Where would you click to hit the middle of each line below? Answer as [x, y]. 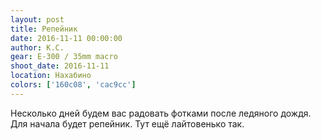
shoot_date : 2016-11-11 [60, 66]
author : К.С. [37, 47]
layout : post [37, 19]
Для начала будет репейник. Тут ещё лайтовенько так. [127, 123]
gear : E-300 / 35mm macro [64, 57]
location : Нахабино [51, 76]
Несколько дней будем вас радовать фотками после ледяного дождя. [161, 113]
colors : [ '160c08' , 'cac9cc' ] [73, 85]
